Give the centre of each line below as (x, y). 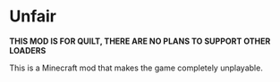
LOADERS (28, 50)
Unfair (33, 16)
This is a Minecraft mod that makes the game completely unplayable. (136, 68)
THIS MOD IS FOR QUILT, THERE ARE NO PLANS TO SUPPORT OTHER (140, 41)
